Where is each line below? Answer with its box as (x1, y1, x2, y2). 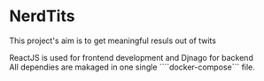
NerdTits (9, 6, 75, 26)
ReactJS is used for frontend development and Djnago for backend (9, 52, 254, 63)
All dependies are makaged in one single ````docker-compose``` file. (9, 62, 255, 72)
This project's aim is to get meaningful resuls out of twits (9, 35, 217, 46)
